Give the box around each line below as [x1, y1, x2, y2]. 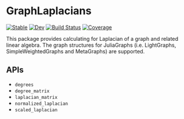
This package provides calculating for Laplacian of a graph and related [6, 35, 179, 42]
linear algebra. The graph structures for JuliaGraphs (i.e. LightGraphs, [6, 41, 176, 49]
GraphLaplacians [6, 4, 92, 18]
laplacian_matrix [14, 94, 58, 100]
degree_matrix [14, 88, 50, 94]
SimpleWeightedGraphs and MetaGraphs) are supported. [6, 47, 145, 54]
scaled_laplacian [14, 107, 58, 113]
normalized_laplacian [14, 101, 68, 107]
